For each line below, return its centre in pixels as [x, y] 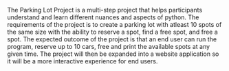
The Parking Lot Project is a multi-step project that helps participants [105, 10]
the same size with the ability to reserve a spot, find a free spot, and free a [112, 32]
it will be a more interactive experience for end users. [83, 61]
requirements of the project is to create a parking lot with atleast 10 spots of [115, 24]
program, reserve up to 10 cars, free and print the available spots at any [109, 47]
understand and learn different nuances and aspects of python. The [103, 17]
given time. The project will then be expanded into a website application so [113, 54]
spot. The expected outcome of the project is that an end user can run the [112, 39]
